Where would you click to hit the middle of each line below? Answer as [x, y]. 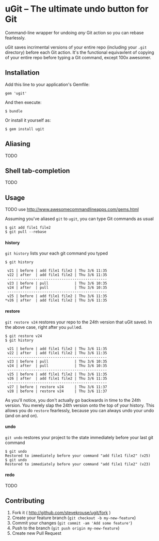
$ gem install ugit [25, 129]
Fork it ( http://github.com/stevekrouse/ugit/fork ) [61, 512]
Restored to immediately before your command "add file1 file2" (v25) [78, 456]
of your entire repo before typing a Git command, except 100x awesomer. [78, 57]
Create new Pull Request [37, 533]
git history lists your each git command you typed [56, 254]
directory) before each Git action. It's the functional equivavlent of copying [79, 52]
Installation [22, 73]
